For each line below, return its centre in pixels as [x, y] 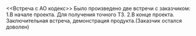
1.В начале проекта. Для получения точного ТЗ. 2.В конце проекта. [90, 15]
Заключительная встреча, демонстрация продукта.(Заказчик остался [94, 21]
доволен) [18, 27]
